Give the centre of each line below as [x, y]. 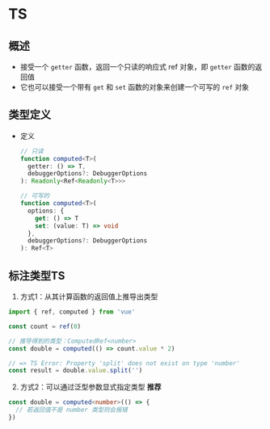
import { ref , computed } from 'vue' [72, 312]
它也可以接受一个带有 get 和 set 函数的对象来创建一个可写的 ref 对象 [134, 87]
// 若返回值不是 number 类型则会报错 [72, 410]
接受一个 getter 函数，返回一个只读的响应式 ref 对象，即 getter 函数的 [137, 67]
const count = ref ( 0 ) [45, 326]
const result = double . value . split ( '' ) [76, 371]
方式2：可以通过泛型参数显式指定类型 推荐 [91, 387]
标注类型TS [37, 275]
